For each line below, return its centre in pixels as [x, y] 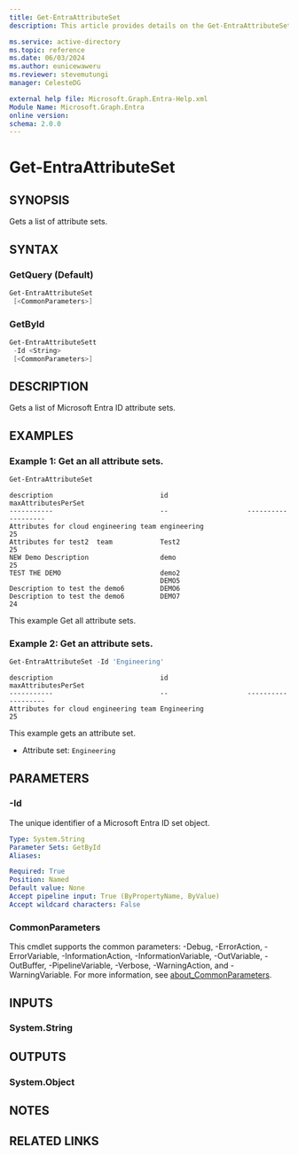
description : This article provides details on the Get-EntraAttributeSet [150, 26]
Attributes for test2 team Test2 [94, 542]
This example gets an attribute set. [72, 734]
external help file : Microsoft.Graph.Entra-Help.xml [109, 98]
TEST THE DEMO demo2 [94, 573]
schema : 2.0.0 [35, 124]
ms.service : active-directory [65, 42]
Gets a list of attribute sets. [59, 222]
